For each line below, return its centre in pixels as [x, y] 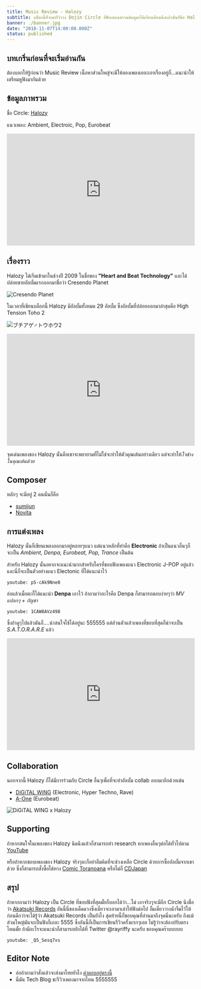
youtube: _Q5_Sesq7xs [34, 940]
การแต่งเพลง [25, 532]
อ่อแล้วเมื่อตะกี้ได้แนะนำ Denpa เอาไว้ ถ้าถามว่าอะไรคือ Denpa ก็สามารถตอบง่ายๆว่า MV [95, 594]
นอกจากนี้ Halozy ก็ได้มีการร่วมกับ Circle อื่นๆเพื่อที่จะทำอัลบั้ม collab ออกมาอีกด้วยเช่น [95, 780]
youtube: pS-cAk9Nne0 [34, 583]
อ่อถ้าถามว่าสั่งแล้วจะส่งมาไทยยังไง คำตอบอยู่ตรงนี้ [64, 973]
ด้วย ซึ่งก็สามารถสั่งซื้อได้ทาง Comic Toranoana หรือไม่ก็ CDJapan [77, 868]
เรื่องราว [18, 261]
